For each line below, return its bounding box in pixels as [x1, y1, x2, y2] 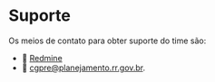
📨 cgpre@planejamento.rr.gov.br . [21, 62, 146, 73]
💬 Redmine [21, 52, 63, 63]
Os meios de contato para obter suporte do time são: [8, 35, 207, 46]
